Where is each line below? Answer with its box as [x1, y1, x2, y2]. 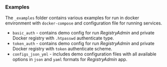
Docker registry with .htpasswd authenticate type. [12, 35, 114, 41]
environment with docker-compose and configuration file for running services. [5, 20, 163, 26]
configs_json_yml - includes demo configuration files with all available [12, 51, 157, 57]
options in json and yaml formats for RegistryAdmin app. [12, 56, 128, 62]
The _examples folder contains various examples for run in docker [5, 15, 140, 21]
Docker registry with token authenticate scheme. [12, 46, 113, 52]
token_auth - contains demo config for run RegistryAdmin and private [12, 40, 155, 46]
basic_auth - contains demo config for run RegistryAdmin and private [12, 30, 155, 36]
